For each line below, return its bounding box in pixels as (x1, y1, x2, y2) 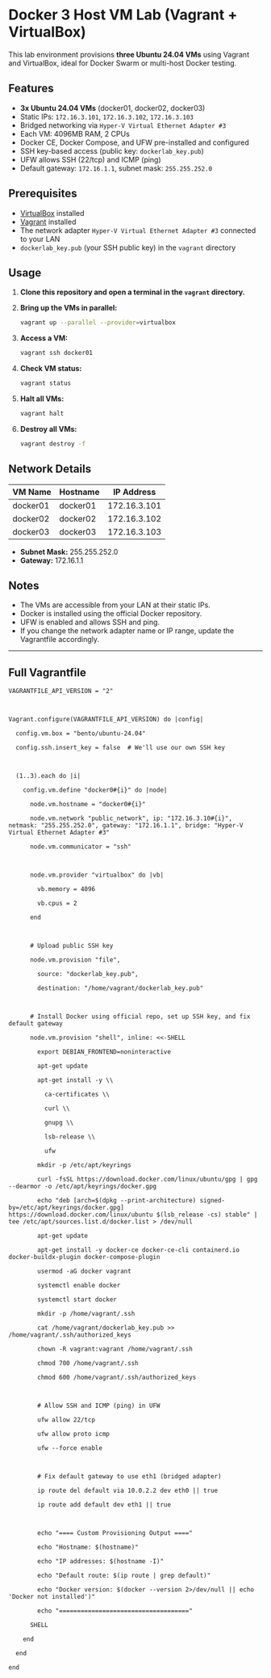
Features (8, 82, 54, 95)
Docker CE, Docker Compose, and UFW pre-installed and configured (19, 137, 250, 147)
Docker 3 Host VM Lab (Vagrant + (8, 6, 238, 24)
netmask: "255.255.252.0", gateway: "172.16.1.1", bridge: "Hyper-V (8, 822, 244, 830)
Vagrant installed (19, 217, 77, 226)
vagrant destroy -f (19, 439, 86, 448)
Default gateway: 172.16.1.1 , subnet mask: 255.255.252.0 (19, 163, 213, 173)
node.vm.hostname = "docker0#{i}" (29, 801, 147, 809)
